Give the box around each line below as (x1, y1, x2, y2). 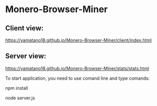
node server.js (5, 95, 35, 101)
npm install (5, 85, 28, 91)
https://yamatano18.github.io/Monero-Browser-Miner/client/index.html (5, 37, 152, 43)
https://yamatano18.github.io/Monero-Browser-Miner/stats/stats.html (5, 65, 149, 72)
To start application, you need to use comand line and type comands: (5, 75, 150, 81)
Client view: (5, 24, 44, 32)
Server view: (5, 52, 47, 60)
